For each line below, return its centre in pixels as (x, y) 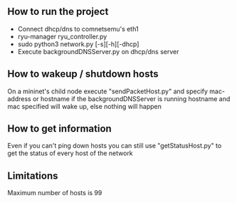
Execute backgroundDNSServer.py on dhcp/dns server (98, 51)
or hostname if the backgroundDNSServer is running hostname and (131, 98)
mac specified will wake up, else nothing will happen (85, 106)
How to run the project (58, 12)
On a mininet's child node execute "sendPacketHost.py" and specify (108, 91)
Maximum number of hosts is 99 (55, 193)
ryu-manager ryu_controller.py (62, 36)
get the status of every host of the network (70, 153)
